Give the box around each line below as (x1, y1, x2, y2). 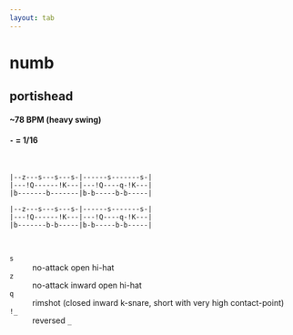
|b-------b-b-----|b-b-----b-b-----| (9, 220, 153, 229)
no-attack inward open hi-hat (32, 279, 143, 290)
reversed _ (32, 315, 73, 326)
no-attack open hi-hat (32, 262, 115, 273)
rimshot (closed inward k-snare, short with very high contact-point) (32, 298, 285, 308)
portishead (9, 88, 74, 105)
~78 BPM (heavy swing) (9, 114, 102, 125)
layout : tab (9, 13, 55, 23)
